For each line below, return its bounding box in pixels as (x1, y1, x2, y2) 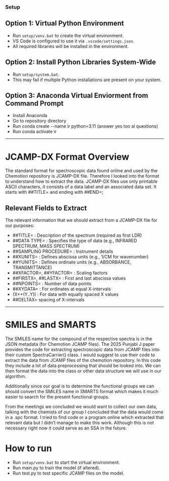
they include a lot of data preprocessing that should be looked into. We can (5, 362, 161, 369)
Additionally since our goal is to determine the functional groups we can (5, 383, 154, 389)
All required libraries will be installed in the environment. (12, 43, 129, 49)
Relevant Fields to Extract (5, 203, 87, 212)
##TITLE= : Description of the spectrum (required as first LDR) (12, 232, 142, 238)
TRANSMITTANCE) (12, 264, 52, 271)
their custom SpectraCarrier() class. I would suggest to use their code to (5, 352, 155, 358)
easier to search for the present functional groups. (5, 394, 110, 400)
